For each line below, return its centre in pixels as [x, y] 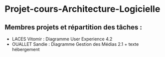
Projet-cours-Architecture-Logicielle [82, 9]
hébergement [26, 49]
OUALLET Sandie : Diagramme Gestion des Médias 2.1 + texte [75, 44]
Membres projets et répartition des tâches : [74, 27]
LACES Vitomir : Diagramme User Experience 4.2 [62, 39]
